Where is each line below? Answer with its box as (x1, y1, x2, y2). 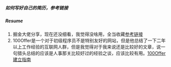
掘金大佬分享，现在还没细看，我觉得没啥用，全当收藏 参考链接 (12, 31, 143, 38)
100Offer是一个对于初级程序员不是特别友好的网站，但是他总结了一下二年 (12, 38, 166, 44)
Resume (5, 18, 23, 24)
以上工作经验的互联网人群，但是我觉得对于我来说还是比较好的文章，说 (12, 44, 161, 50)
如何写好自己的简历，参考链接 (5, 5, 68, 11)
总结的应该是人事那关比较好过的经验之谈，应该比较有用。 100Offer (26, 50, 166, 56)
